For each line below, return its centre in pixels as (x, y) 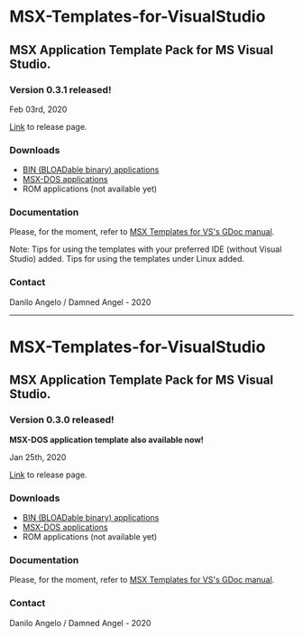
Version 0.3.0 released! (62, 420)
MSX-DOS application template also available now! (107, 439)
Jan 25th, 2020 (38, 457)
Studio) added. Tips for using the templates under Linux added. (127, 259)
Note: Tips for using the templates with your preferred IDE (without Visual (146, 249)
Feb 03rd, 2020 (38, 109)
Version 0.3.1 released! (60, 89)
